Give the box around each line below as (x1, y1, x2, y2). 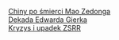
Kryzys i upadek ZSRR (8, 24, 82, 32)
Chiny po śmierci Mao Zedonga (8, 7, 111, 16)
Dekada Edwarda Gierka (8, 15, 87, 24)
